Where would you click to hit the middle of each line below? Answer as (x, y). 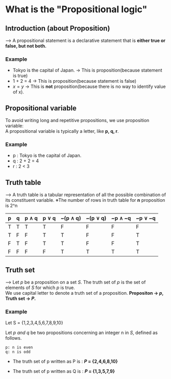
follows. (14, 338)
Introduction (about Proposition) (58, 28)
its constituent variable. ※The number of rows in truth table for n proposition (85, 200)
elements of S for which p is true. (40, 288)
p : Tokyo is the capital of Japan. (47, 156)
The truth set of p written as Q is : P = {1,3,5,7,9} (64, 371)
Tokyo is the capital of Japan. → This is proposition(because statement (87, 70)
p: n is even (19, 348)
